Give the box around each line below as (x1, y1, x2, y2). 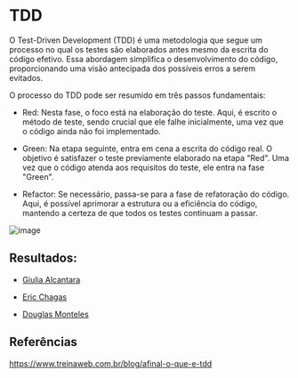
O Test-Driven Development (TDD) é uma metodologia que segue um (9, 35, 262, 45)
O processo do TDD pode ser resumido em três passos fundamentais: (9, 90, 266, 101)
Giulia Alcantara (21, 274, 81, 285)
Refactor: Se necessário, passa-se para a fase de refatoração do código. (21, 189, 290, 199)
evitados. (9, 72, 44, 83)
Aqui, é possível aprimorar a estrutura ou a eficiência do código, (21, 197, 258, 209)
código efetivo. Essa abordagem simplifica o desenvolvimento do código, (9, 53, 278, 64)
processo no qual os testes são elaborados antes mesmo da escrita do (9, 44, 269, 54)
